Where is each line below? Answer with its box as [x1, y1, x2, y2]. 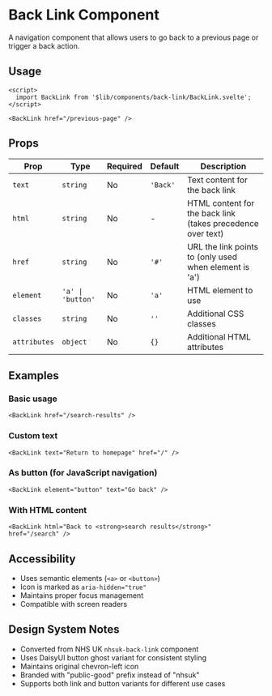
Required [106, 160, 143, 172]
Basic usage [8, 393, 58, 404]
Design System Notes [8, 622, 120, 637]
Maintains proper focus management [19, 590, 144, 600]
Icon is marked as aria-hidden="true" [19, 582, 147, 591]
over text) [187, 228, 224, 239]
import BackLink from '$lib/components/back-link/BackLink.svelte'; [15, 93, 252, 101]
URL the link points [187, 241, 259, 252]
